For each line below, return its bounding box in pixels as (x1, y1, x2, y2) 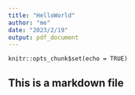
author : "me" (8, 19, 51, 27)
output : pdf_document (8, 33, 79, 42)
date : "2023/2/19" (8, 26, 68, 34)
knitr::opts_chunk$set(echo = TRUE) (8, 55, 128, 63)
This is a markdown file (8, 76, 124, 90)
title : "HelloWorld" (8, 11, 76, 20)
